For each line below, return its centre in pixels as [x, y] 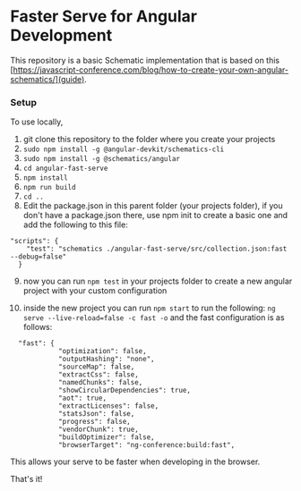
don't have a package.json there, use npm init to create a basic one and [155, 216]
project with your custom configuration [95, 291]
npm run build [49, 188]
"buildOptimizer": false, [106, 437]
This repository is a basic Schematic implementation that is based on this [145, 60]
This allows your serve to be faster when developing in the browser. [135, 461]
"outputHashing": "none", [106, 360]
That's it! [26, 479]
